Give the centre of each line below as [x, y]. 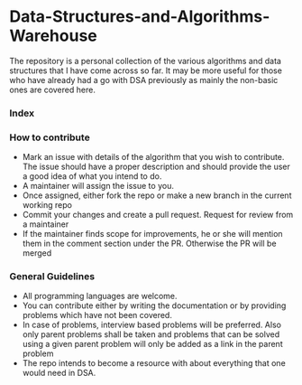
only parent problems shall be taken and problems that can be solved [151, 334]
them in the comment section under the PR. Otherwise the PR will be [149, 244]
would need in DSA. [59, 373]
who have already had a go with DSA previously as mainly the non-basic [144, 80]
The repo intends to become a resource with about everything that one [154, 363]
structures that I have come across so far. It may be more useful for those [146, 70]
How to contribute [50, 137]
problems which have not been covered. [97, 315]
